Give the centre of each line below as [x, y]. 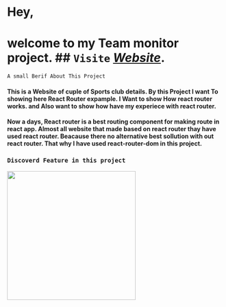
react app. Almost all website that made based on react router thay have [112, 129]
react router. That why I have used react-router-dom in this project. [104, 144]
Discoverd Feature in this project [66, 161]
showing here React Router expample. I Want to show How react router [110, 99]
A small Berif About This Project [56, 76]
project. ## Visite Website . [86, 58]
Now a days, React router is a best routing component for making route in [113, 122]
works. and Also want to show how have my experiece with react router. [112, 106]
